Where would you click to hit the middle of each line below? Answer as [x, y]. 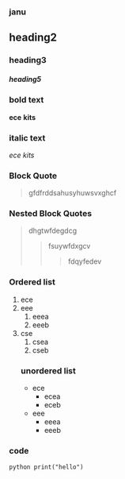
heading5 [25, 79]
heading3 [28, 60]
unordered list [48, 370]
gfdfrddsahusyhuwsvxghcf [72, 193]
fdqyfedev [85, 261]
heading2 [33, 38]
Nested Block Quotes [51, 214]
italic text [27, 137]
